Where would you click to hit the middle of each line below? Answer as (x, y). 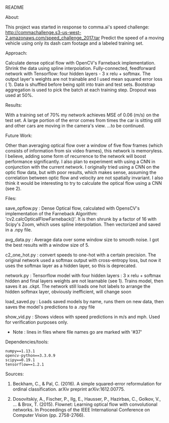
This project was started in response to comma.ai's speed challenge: (77, 27)
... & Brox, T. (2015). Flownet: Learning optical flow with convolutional (85, 404)
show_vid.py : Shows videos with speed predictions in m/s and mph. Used (83, 317)
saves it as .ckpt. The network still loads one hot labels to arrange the (78, 286)
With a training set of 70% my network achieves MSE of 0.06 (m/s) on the (82, 115)
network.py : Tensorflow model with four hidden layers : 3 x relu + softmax (83, 275)
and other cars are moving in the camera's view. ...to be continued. (75, 126)
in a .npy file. (19, 230)
